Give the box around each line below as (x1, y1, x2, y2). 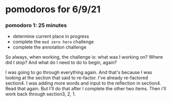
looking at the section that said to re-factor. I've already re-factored (5, 75, 148, 81)
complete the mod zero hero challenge (12, 39, 94, 45)
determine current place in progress (12, 33, 89, 39)
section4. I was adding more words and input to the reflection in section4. (5, 80, 161, 86)
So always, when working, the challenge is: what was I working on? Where (5, 54, 163, 60)
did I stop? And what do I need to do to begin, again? (5, 60, 117, 66)
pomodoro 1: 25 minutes (5, 22, 67, 29)
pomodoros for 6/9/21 (5, 4, 101, 15)
